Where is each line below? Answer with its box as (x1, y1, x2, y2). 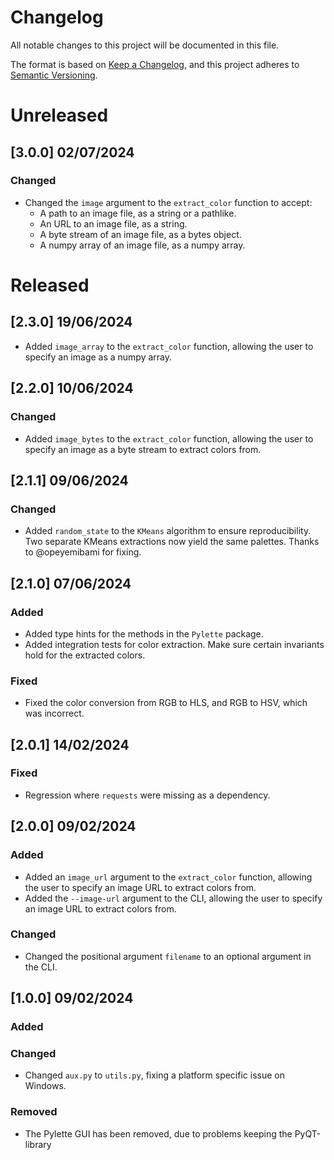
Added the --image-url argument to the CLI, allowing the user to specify (24, 892, 323, 904)
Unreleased (10, 104, 109, 127)
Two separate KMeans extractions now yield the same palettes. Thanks (24, 536, 320, 548)
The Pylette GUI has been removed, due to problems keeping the (24, 1127, 293, 1140)
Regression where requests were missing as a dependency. (24, 789, 271, 801)
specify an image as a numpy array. (24, 351, 173, 363)
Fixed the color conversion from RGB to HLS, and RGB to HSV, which (24, 697, 308, 709)
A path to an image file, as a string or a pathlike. (39, 207, 237, 219)
